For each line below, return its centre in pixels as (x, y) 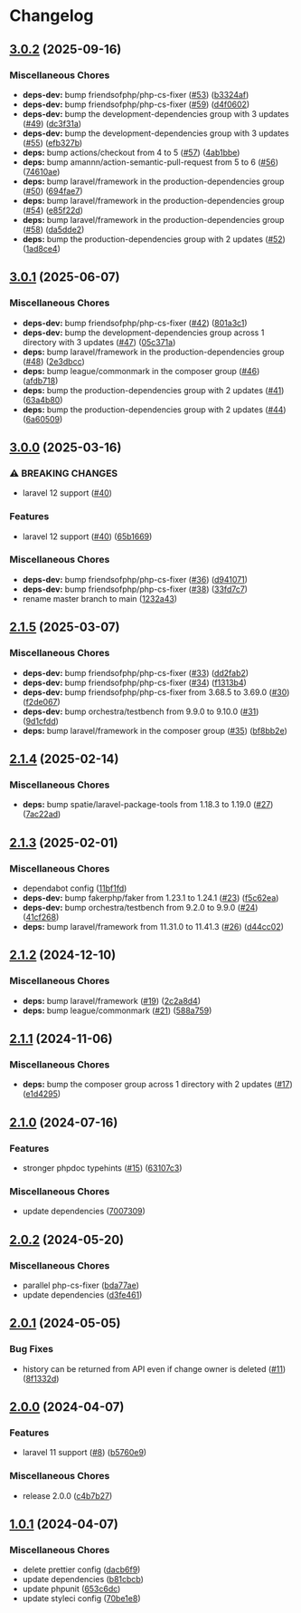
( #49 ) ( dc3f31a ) (52, 123)
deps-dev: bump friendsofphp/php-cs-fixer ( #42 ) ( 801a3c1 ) (135, 323)
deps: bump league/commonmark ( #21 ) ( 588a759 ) (117, 1010)
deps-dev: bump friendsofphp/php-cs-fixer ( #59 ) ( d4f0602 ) (136, 104)
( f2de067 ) (41, 701)
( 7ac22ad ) (42, 814)
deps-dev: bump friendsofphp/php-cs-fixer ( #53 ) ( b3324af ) (136, 94)
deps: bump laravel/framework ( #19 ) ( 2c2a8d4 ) (112, 1000)
